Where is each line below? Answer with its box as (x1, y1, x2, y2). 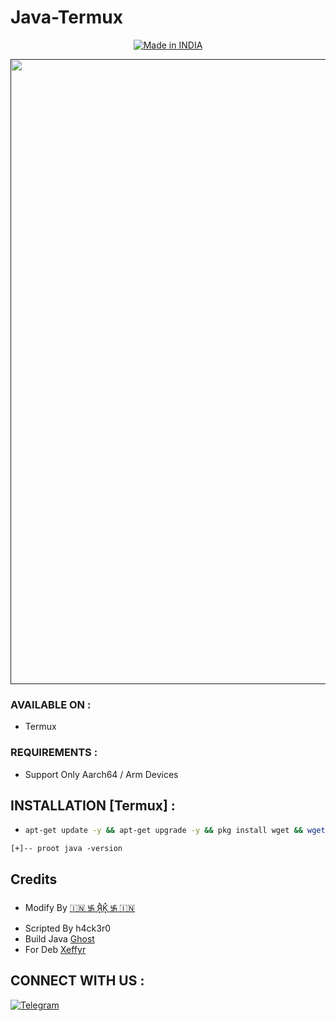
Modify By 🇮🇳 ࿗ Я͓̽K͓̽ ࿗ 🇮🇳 (24, 902, 136, 914)
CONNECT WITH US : (10, 972, 145, 990)
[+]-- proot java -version (10, 844, 123, 854)
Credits (10, 871, 58, 888)
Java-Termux (10, 6, 123, 29)
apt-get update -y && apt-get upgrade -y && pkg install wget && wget (24, 826, 326, 836)
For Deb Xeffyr (24, 944, 87, 956)
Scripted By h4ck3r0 (24, 922, 111, 935)
